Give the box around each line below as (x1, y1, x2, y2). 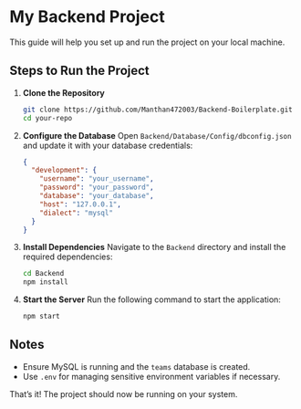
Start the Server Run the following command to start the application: (22, 294, 281, 305)
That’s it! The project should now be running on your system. (9, 388, 238, 399)
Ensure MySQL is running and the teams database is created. (22, 361, 251, 372)
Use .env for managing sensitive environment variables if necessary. (22, 371, 281, 382)
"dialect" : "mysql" (39, 208, 114, 217)
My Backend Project (9, 6, 166, 27)
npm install (22, 278, 68, 287)
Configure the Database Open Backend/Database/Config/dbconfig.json (22, 130, 292, 141)
